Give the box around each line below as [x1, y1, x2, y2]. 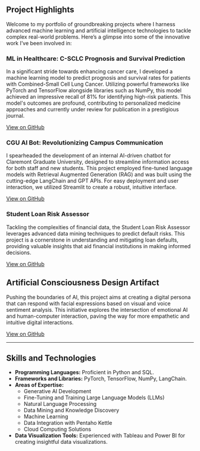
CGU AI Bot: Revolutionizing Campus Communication [6, 139, 164, 147]
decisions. [6, 249, 32, 256]
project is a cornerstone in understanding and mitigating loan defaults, [6, 236, 179, 243]
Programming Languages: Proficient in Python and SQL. [14, 369, 155, 376]
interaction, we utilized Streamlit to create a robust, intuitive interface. [6, 184, 177, 191]
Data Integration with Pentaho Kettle [23, 419, 112, 427]
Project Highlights [6, 5, 74, 15]
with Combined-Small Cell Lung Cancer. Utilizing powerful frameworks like [6, 80, 189, 88]
